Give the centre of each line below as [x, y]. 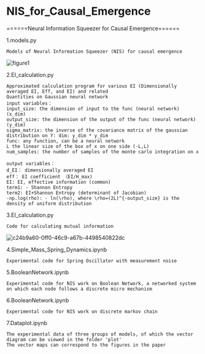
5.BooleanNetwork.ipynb [38, 272]
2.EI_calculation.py [30, 74]
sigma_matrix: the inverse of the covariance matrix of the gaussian [97, 130]
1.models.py [21, 40]
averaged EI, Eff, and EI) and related [57, 91]
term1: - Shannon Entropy [39, 187]
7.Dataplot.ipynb [27, 323]
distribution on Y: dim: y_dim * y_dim [57, 136]
